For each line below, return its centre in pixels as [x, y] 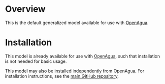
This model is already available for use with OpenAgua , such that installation [82, 56]
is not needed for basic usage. [36, 61]
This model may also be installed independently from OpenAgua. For [75, 71]
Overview [25, 9]
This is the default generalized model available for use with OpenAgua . [77, 23]
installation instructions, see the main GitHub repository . [62, 76]
